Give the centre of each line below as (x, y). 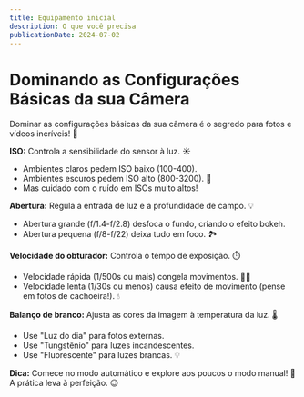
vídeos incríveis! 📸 (44, 134)
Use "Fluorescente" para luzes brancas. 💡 (101, 355)
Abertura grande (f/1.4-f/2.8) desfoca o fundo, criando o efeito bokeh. (154, 224)
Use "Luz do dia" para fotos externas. (93, 336)
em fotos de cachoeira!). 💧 (71, 296)
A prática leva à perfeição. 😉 (64, 383)
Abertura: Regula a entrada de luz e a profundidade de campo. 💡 (132, 206)
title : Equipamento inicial (63, 18)
